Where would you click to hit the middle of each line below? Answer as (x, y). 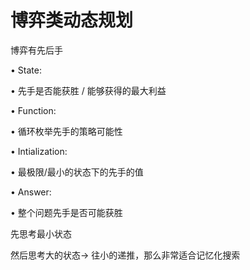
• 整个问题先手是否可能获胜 (66, 212)
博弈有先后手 (36, 50)
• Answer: (31, 192)
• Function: (33, 110)
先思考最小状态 (41, 233)
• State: (26, 70)
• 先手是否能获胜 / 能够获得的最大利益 (88, 90)
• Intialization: (39, 151)
